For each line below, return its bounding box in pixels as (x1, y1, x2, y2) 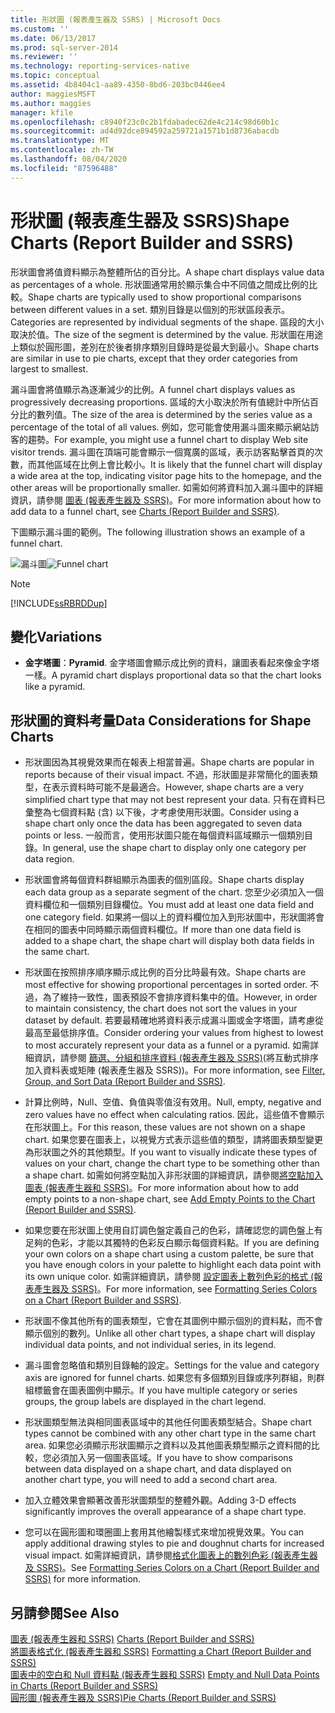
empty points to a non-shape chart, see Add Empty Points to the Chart (24, 1193, 316, 1205)
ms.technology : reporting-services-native (10, 61, 190, 71)
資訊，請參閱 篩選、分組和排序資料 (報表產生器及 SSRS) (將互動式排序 (33, 1052, 319, 1064)
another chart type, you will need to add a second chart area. (24, 1474, 278, 1486)
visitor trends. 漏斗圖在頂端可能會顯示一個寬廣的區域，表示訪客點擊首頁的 (10, 446, 315, 458)
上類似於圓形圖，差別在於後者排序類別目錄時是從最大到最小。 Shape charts (10, 341, 320, 353)
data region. (24, 853, 75, 865)
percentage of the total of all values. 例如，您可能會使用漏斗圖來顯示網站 (10, 421, 311, 433)
